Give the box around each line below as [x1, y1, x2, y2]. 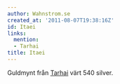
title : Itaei [7, 50, 46, 57]
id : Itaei [7, 23, 36, 30]
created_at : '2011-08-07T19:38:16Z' [7, 17, 114, 24]
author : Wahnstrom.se [7, 10, 71, 17]
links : [7, 29, 27, 37]
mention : [13, 36, 39, 43]
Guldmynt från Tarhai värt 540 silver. [7, 68, 114, 77]
